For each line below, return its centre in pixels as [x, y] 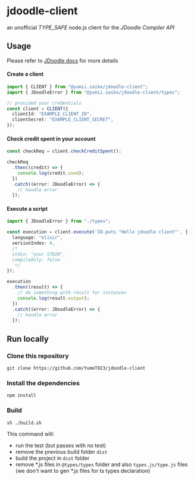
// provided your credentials [44, 103]
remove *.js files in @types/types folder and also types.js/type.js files [101, 464]
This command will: [31, 434]
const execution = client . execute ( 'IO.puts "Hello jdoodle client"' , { [97, 232]
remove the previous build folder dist [61, 451]
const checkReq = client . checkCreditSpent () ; [64, 151]
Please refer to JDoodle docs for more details [62, 60]
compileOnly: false [36, 260]
